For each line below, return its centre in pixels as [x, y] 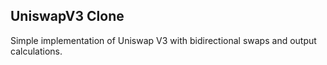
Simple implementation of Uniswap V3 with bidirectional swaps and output [163, 40]
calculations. [36, 51]
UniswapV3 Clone [67, 16]
